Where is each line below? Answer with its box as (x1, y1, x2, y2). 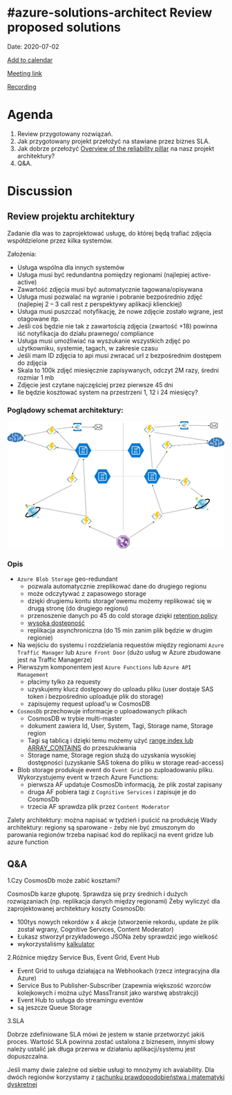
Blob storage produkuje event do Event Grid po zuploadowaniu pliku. (17, 766, 215, 774)
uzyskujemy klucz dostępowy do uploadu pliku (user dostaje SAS (27, 685, 214, 693)
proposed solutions (7, 19, 122, 35)
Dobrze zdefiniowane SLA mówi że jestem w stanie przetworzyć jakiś (7, 1030, 205, 1038)
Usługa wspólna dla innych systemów (17, 263, 125, 271)
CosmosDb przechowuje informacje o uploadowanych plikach (17, 707, 188, 715)
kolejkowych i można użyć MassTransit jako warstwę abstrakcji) (17, 989, 199, 997)
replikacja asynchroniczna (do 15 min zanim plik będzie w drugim (27, 626, 213, 635)
